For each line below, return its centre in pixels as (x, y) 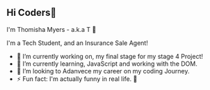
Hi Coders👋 (32, 13)
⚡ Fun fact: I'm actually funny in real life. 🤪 (77, 79)
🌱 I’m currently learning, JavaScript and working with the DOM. (107, 64)
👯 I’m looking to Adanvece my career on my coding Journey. (103, 71)
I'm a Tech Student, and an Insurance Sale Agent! (78, 43)
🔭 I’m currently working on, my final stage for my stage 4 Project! (110, 56)
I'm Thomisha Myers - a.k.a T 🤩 (51, 29)
